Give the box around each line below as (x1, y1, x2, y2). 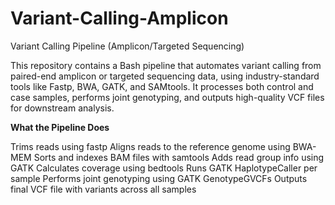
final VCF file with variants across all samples (10, 183, 197, 195)
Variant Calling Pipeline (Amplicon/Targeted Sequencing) (10, 40, 245, 52)
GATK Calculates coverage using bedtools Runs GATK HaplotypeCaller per (10, 162, 318, 174)
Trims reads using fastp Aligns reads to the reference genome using (10, 140, 291, 152)
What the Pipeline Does (10, 121, 110, 133)
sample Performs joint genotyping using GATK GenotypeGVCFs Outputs (10, 172, 308, 184)
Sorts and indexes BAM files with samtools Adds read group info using (33, 151, 325, 163)
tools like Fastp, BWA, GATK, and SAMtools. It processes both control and (10, 80, 314, 92)
